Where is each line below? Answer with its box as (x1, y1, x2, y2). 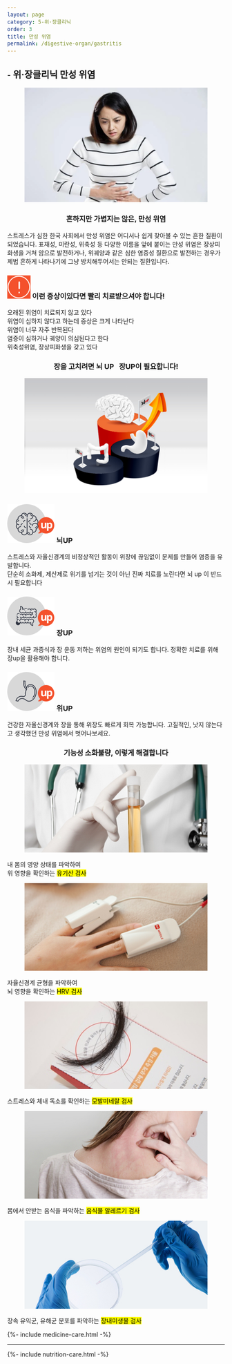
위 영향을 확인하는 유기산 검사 (7, 869, 87, 877)
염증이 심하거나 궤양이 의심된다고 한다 (7, 334, 109, 342)
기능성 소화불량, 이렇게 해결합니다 (63, 748, 169, 758)
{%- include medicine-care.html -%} (7, 1330, 112, 1338)
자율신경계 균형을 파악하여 (7, 978, 78, 987)
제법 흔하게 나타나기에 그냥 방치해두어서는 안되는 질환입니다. (7, 257, 170, 265)
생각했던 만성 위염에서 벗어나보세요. (14, 729, 110, 737)
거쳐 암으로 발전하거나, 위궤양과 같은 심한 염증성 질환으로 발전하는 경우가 (25, 249, 221, 257)
